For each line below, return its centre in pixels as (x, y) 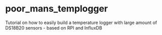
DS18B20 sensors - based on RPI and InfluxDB (54, 27)
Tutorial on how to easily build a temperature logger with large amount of (81, 22)
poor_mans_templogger (57, 9)
